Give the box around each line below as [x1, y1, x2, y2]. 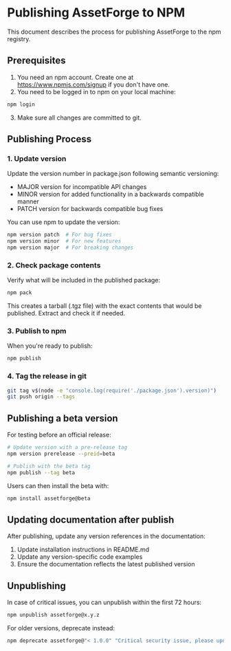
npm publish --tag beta [7, 469, 76, 476]
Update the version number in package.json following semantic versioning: [7, 170, 219, 178]
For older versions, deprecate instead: [7, 624, 115, 632]
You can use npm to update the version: [7, 218, 120, 226]
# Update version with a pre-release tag [7, 444, 128, 451]
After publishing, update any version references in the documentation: [7, 532, 206, 540]
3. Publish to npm [7, 327, 67, 336]
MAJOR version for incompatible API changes [16, 183, 147, 191]
